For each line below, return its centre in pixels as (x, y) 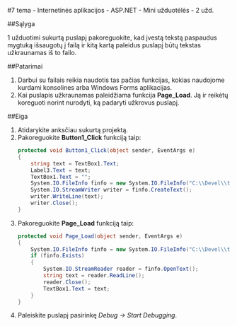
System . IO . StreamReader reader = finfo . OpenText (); (121, 269)
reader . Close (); (67, 282)
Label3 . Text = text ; (61, 170)
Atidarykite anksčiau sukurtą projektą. (73, 130)
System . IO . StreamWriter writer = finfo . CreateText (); (111, 190)
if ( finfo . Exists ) (58, 256)
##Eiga (18, 116)
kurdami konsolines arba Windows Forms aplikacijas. (95, 87)
